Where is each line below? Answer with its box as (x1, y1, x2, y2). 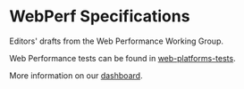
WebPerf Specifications (9, 6, 190, 27)
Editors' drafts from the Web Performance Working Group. (9, 36, 223, 46)
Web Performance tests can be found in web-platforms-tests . (9, 53, 236, 63)
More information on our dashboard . (9, 69, 143, 81)
